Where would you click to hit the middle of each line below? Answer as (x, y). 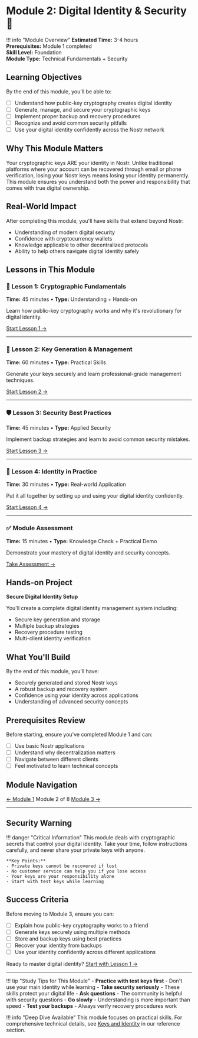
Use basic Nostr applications (49, 746)
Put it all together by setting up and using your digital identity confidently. (95, 496)
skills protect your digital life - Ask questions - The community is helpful (94, 993)
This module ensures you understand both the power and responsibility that (98, 181)
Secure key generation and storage (57, 619)
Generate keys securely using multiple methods (72, 932)
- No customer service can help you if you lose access (76, 871)
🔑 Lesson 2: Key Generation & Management (69, 349)
